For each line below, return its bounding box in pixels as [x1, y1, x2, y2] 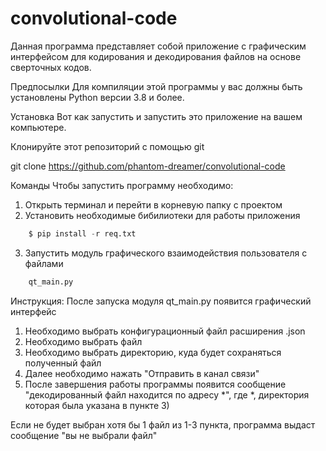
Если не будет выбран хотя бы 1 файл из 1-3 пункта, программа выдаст [10, 418, 316, 431]
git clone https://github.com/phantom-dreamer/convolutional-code [10, 160, 286, 172]
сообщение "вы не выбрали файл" [10, 429, 158, 441]
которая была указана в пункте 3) [24, 399, 170, 411]
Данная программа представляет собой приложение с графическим [10, 40, 307, 52]
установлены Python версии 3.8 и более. [10, 91, 185, 103]
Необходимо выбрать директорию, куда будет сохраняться [24, 346, 282, 358]
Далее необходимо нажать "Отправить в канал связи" [24, 367, 260, 379]
